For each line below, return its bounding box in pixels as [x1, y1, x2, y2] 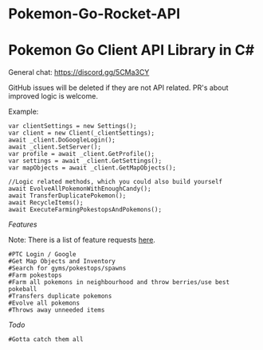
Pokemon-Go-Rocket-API [8, 5, 181, 23]
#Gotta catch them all [8, 336, 84, 344]
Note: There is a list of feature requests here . [8, 235, 155, 245]
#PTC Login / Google [8, 251, 77, 259]
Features [8, 220, 37, 229]
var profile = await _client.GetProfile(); [8, 150, 155, 158]
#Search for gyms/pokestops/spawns [8, 264, 127, 273]
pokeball [8, 286, 37, 294]
